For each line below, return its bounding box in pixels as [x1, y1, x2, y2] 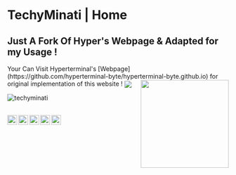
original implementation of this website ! [7, 79, 123, 88]
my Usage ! [7, 46, 58, 58]
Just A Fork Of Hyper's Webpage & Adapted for [7, 35, 219, 47]
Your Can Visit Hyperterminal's [7, 65, 97, 73]
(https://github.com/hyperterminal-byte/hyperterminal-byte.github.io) [7, 72, 209, 80]
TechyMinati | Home [7, 7, 128, 23]
